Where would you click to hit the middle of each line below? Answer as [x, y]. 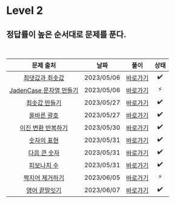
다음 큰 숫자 [44, 153]
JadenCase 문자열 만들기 [44, 90]
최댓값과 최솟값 [44, 78]
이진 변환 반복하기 [44, 128]
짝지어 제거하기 [44, 178]
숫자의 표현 [44, 140]
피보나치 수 [44, 165]
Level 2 [25, 11]
